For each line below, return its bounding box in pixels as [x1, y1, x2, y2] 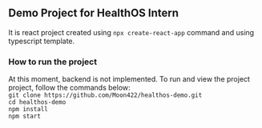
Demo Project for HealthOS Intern [8, 6, 179, 20]
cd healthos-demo [8, 98, 67, 106]
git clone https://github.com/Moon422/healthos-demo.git [8, 91, 203, 99]
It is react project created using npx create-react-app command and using [8, 27, 255, 37]
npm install [8, 106, 48, 114]
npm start [8, 112, 42, 121]
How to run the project [8, 56, 98, 67]
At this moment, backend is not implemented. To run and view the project [8, 74, 251, 84]
